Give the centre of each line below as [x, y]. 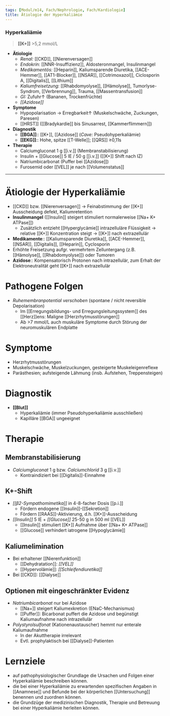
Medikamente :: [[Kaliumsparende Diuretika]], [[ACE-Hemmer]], [79, 238]
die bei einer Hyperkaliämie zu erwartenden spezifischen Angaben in [84, 686]
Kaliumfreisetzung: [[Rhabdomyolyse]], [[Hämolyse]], [76, 86]
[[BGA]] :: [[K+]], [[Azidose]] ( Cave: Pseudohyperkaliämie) [80, 134]
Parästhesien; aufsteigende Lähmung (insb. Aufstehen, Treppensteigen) [88, 373]
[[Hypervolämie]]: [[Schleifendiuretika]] [61, 570]
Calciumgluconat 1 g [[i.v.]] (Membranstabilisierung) [74, 151]
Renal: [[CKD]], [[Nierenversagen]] [56, 58]
